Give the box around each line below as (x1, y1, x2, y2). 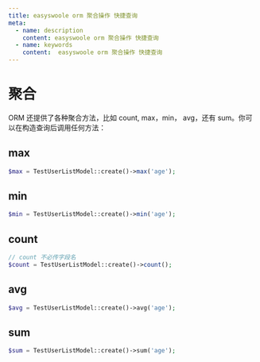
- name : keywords (15, 41, 73, 49)
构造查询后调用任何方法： (21, 122, 106, 132)
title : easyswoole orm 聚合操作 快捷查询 (8, 11, 138, 20)
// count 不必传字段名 (8, 253, 76, 262)
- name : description (15, 26, 83, 34)
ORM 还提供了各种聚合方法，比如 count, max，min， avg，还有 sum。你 (8, 113, 246, 122)
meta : (8, 19, 26, 27)
